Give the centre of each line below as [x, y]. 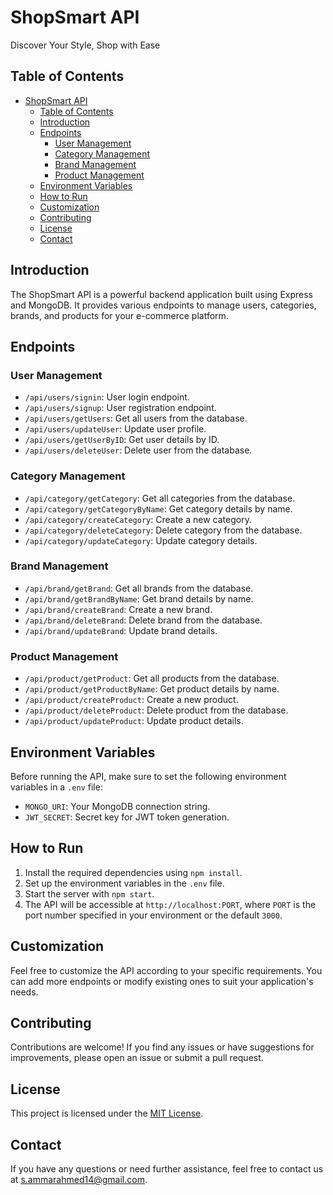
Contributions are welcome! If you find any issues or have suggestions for [162, 1047]
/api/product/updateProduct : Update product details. [134, 721]
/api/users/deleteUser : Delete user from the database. [138, 450]
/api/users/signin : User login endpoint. [107, 397]
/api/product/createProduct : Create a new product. [131, 700]
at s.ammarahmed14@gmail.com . [79, 1180]
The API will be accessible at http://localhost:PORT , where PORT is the [170, 904]
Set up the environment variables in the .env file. [124, 883]
